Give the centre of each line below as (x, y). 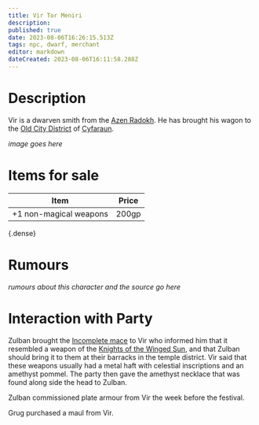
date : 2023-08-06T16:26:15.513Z (61, 37)
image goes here (35, 143)
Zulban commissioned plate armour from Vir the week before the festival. (126, 397)
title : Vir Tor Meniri (45, 15)
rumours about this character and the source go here (95, 286)
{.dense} (22, 233)
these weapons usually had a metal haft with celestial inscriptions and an (126, 365)
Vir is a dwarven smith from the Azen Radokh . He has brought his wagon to (129, 120)
